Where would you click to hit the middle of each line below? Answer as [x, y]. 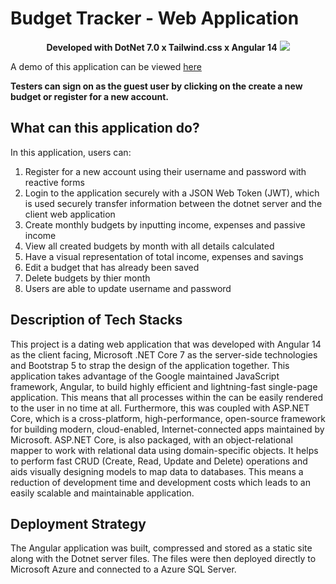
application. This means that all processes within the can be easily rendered [167, 397]
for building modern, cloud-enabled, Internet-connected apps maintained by [167, 429]
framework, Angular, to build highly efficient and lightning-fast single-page [164, 386]
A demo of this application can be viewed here [106, 66]
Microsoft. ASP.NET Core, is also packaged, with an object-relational [151, 439]
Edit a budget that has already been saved [112, 267]
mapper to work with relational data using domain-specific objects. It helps [164, 450]
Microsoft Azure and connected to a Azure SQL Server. [123, 569]
